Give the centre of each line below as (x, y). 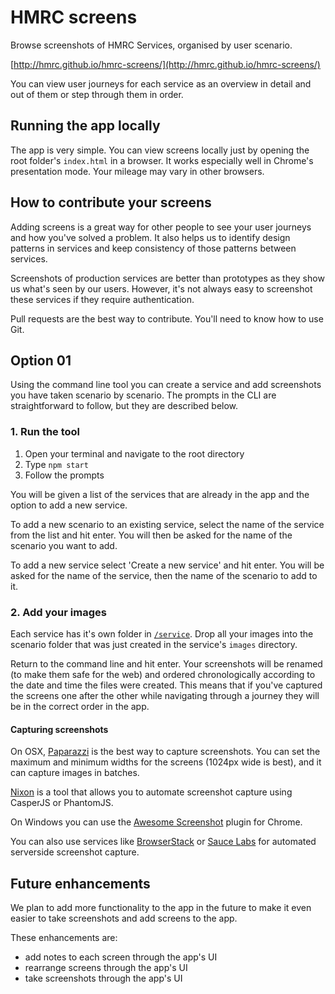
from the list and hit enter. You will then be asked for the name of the (151, 535)
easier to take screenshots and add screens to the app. (124, 918)
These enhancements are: (64, 937)
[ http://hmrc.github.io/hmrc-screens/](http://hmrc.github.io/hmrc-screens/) (165, 64)
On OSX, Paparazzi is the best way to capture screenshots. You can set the (165, 752)
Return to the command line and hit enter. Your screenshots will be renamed (166, 663)
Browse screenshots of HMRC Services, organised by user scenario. (151, 45)
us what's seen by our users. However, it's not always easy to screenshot (161, 288)
